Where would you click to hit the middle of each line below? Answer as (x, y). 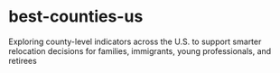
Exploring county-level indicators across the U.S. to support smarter (135, 41)
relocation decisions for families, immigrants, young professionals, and (140, 50)
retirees (23, 60)
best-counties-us (76, 17)
